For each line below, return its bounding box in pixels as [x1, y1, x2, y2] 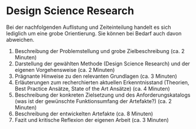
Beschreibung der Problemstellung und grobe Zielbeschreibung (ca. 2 [14, 47, 185, 54]
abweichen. [6, 36, 34, 43]
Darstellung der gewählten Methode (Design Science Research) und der [14, 60, 190, 67]
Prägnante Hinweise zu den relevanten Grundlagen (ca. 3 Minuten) [14, 72, 177, 80]
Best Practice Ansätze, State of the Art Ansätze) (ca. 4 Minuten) [14, 85, 170, 92]
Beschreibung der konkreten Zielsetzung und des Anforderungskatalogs [14, 91, 191, 98]
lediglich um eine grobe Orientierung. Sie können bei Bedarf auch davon [6, 29, 182, 37]
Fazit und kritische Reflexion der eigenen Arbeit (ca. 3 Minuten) [14, 116, 169, 123]
